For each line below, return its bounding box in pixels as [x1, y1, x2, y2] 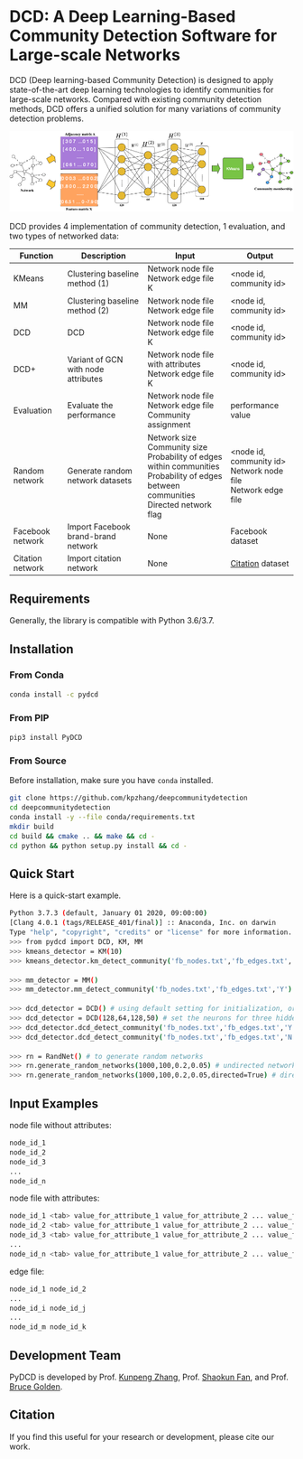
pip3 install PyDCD [9, 734, 83, 743]
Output [246, 250, 274, 261]
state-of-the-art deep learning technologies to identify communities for [9, 84, 274, 95]
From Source [9, 754, 67, 767]
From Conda [9, 669, 65, 681]
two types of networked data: [9, 230, 119, 241]
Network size [147, 432, 197, 443]
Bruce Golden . [9, 1380, 63, 1392]
